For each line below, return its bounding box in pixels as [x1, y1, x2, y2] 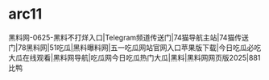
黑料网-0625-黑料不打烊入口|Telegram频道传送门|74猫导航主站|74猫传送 [8, 32, 250, 42]
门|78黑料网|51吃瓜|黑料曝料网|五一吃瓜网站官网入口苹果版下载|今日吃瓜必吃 [8, 42, 262, 53]
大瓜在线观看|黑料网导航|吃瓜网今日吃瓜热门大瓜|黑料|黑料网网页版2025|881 [8, 53, 261, 62]
